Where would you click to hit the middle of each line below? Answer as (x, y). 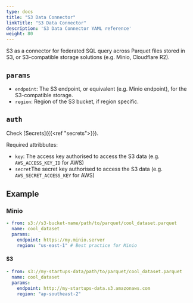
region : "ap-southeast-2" (49, 294)
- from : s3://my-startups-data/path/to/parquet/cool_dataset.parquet (94, 272)
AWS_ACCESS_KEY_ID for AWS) (49, 162)
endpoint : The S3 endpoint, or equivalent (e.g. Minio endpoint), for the (101, 89)
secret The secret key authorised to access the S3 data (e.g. (88, 169)
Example (23, 194)
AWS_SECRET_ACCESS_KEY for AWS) (55, 175)
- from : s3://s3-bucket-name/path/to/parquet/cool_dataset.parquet (92, 223)
